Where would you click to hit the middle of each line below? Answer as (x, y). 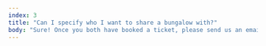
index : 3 (23, 15)
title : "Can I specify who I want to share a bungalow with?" (113, 23)
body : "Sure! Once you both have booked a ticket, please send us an (125, 30)
